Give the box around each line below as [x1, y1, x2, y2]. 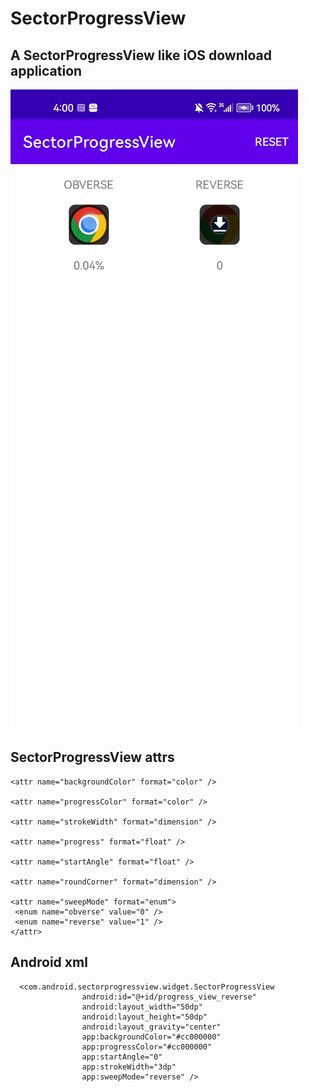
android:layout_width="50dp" [81, 1002, 203, 1012]
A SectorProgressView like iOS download [10, 47, 272, 64]
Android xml [10, 954, 88, 971]
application [10, 62, 83, 79]
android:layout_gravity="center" [81, 1022, 222, 1032]
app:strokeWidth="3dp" [81, 1062, 177, 1072]
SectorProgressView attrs [10, 749, 175, 766]
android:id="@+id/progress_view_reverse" [81, 992, 257, 1002]
